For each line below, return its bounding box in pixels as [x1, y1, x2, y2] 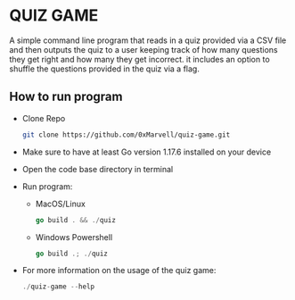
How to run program [9, 89, 123, 104]
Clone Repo [21, 112, 66, 123]
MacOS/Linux [35, 198, 86, 209]
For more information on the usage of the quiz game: [21, 265, 217, 276]
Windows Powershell [35, 231, 113, 242]
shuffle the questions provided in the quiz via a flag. [9, 63, 201, 74]
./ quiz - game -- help [21, 282, 95, 291]
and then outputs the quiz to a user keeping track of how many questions [9, 44, 278, 54]
